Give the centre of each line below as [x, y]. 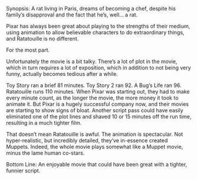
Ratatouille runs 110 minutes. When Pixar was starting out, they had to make [98, 91]
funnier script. [23, 171]
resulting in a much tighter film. [44, 123]
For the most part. [28, 50]
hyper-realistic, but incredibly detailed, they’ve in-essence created [87, 140]
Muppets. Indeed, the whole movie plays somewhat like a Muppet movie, [95, 147]
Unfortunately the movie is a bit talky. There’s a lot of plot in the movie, [92, 61]
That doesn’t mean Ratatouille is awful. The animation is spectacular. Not [95, 134]
